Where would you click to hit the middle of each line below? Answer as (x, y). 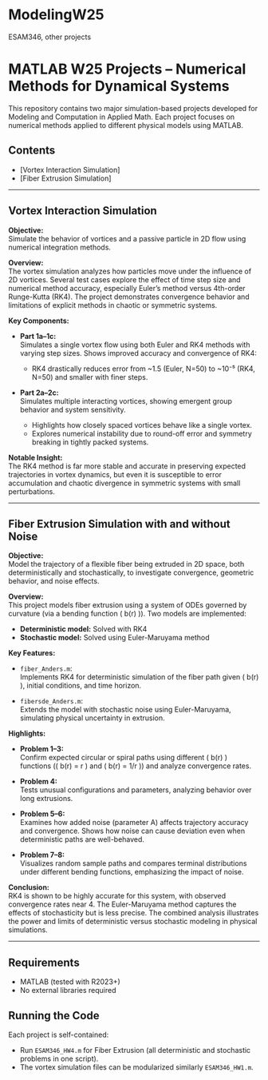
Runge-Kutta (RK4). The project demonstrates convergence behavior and (129, 297)
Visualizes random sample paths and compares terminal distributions (133, 863)
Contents (32, 151)
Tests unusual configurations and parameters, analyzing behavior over (136, 790)
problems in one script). (59, 1058)
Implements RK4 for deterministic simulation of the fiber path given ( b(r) (139, 677)
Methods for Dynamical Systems (119, 86)
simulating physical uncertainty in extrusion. (92, 718)
